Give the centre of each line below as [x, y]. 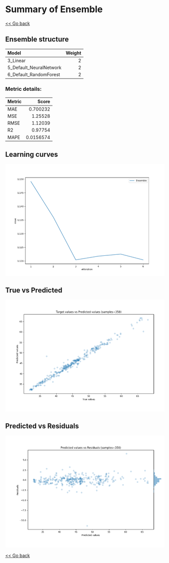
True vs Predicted [34, 290]
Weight [73, 53]
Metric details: [24, 89]
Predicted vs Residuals [42, 426]
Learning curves [32, 155]
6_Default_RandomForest [34, 74]
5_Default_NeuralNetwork [34, 68]
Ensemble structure [37, 39]
